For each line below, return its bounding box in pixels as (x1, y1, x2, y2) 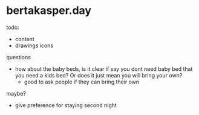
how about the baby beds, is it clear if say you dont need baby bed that (15, 65, 193, 73)
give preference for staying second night (15, 101, 117, 109)
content (15, 35, 34, 42)
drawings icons (15, 42, 53, 49)
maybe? (6, 90, 26, 97)
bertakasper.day (6, 4, 92, 18)
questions (6, 53, 31, 61)
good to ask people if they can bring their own (24, 78, 140, 85)
